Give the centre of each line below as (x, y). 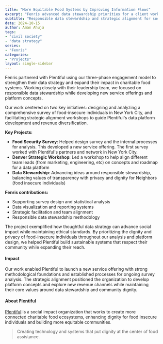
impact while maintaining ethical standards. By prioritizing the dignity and (78, 232)
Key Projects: (19, 132)
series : (13, 46)
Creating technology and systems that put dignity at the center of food (87, 331)
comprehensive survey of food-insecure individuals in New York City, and (79, 113)
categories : (17, 55)
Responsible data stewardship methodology (56, 217)
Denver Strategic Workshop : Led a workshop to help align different (80, 157)
